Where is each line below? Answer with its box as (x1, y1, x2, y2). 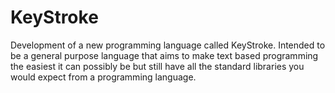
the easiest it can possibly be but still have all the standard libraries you (10, 60, 305, 72)
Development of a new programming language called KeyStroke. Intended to (10, 39, 326, 51)
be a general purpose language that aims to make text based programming (10, 49, 319, 61)
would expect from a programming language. (10, 71, 197, 83)
